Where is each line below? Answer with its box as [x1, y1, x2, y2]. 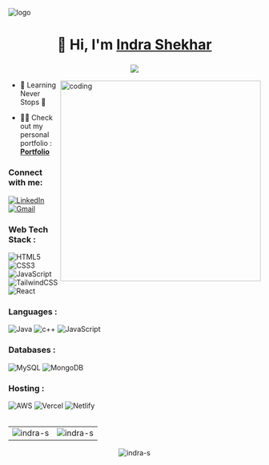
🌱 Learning [19, 80, 57, 90]
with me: [8, 177, 43, 188]
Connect [8, 167, 42, 178]
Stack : [8, 233, 36, 245]
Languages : [8, 306, 58, 317]
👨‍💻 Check [19, 113, 54, 123]
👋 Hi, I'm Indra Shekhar [57, 36, 212, 54]
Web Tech [8, 224, 49, 235]
